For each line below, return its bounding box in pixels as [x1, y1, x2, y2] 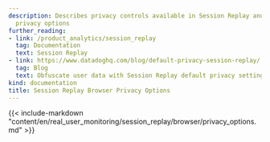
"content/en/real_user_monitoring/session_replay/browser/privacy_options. [8, 117, 257, 127]
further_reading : [8, 26, 67, 34]
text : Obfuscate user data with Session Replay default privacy [15, 71, 235, 79]
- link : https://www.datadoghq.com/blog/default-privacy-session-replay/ [8, 57, 261, 65]
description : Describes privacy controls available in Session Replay [8, 11, 250, 20]
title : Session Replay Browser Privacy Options [8, 86, 171, 95]
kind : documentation [8, 79, 78, 87]
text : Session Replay [15, 49, 88, 57]
